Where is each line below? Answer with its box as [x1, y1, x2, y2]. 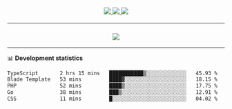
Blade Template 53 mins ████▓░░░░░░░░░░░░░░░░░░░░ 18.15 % [7, 76, 217, 83]
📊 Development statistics [7, 54, 84, 62]
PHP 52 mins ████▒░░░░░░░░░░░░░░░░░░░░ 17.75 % [7, 83, 217, 90]
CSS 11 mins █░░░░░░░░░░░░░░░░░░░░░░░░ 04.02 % [7, 95, 217, 103]
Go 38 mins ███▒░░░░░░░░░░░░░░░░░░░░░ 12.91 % [7, 89, 217, 96]
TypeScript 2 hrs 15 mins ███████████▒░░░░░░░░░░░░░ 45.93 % [7, 70, 217, 77]
